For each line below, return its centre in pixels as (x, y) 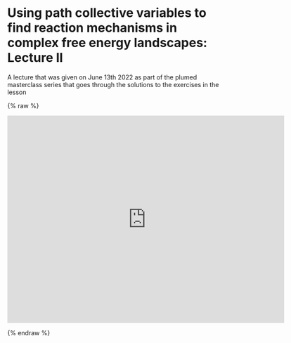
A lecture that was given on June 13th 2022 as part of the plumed (102, 77)
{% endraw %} (29, 332)
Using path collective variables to (107, 13)
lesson (17, 92)
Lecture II (35, 58)
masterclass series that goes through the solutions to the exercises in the (113, 84)
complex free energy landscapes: (107, 43)
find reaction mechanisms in (92, 28)
